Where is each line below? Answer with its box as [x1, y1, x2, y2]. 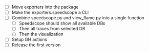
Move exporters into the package [11, 4, 79, 10]
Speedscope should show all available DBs [19, 20, 106, 26]
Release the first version [11, 42, 61, 48]
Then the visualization [19, 31, 64, 37]
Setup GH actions [11, 37, 47, 42]
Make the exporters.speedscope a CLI [11, 10, 89, 15]
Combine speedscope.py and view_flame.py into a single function [11, 15, 145, 21]
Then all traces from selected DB [19, 26, 85, 32]
